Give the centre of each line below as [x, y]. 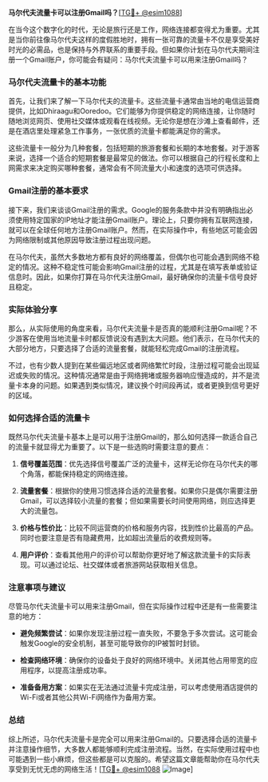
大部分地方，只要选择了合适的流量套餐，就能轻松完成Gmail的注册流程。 [126, 348]
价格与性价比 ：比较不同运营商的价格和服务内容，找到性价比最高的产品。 [138, 528]
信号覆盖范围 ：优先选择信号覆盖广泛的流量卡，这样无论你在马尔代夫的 [135, 464]
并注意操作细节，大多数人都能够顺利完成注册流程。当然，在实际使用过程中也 [134, 749]
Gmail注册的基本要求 [49, 191]
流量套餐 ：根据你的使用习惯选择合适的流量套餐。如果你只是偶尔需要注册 [138, 491]
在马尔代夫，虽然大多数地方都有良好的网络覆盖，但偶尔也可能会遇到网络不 [130, 257]
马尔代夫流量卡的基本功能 [57, 82]
